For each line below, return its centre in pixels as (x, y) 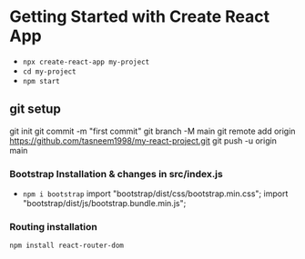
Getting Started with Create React (140, 17)
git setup (35, 110)
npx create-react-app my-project (86, 62)
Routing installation (53, 226)
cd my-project (49, 71)
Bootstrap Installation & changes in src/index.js (116, 174)
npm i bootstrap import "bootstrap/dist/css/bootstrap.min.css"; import (155, 194)
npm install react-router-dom (67, 246)
